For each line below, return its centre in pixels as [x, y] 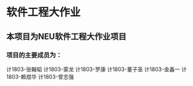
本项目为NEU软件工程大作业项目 [67, 36]
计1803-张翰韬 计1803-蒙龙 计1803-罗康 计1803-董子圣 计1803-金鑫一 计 [97, 69]
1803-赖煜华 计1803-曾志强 [40, 76]
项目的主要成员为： [34, 55]
